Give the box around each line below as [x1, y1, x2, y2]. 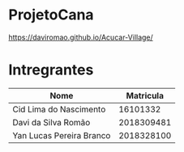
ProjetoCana [8, 6, 95, 24]
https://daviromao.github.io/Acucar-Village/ [8, 32, 154, 42]
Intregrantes [8, 61, 94, 79]
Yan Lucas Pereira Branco [12, 129, 111, 141]
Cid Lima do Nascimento [12, 103, 106, 115]
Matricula [126, 90, 165, 101]
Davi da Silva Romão [12, 116, 91, 128]
